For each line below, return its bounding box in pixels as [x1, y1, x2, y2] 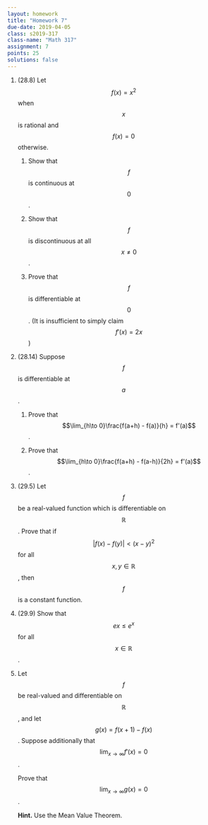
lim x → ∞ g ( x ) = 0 [99, 785, 148, 795]
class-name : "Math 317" [7, 37, 78, 44]
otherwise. [17, 143, 49, 152]
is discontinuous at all [27, 237, 92, 245]
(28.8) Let [17, 76, 47, 84]
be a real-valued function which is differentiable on [17, 504, 166, 513]
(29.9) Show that [17, 609, 67, 618]
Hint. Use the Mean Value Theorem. [17, 811, 123, 820]
